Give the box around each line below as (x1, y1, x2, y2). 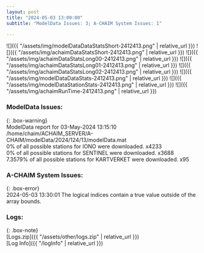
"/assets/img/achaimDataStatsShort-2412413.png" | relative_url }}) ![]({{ (18, 49, 198, 56)
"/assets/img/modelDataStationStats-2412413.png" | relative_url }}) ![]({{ (6, 81, 188, 88)
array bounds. (6, 198, 41, 205)
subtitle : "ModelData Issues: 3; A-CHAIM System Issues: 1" (6, 20, 163, 26)
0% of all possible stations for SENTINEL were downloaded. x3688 (6, 149, 174, 156)
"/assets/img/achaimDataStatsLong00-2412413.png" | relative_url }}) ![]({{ (6, 55, 192, 63)
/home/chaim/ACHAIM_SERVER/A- (6, 129, 93, 137)
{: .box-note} (6, 227, 38, 234)
